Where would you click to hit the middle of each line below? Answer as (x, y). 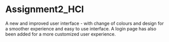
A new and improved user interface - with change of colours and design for (85, 23)
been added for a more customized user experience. (61, 34)
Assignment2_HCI (45, 9)
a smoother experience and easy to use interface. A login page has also (81, 28)
